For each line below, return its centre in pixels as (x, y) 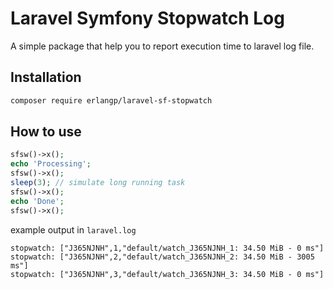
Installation (46, 77)
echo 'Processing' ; (51, 164)
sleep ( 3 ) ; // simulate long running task (98, 183)
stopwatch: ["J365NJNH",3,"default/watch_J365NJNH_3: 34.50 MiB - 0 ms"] (167, 274)
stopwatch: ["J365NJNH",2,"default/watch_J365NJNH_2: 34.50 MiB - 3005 (162, 257)
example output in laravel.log (73, 229)
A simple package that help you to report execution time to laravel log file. (162, 46)
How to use (46, 132)
